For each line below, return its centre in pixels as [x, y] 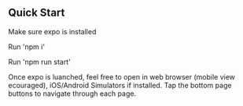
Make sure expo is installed [52, 31]
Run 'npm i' [27, 47]
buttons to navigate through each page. [72, 94]
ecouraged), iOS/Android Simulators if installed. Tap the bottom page [120, 85]
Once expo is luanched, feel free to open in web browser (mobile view [122, 76]
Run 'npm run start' [39, 62]
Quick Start [37, 13]
